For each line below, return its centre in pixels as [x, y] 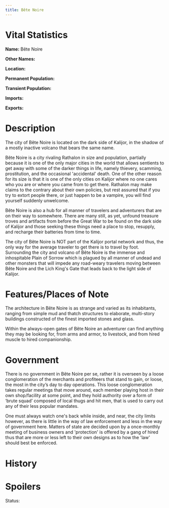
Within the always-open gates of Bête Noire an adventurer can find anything [84, 329]
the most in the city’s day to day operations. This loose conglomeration [79, 385]
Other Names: [20, 59]
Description [30, 128]
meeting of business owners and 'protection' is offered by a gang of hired [82, 432]
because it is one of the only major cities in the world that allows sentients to [85, 163]
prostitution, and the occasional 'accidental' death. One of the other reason [83, 174]
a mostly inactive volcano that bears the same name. [60, 148]
